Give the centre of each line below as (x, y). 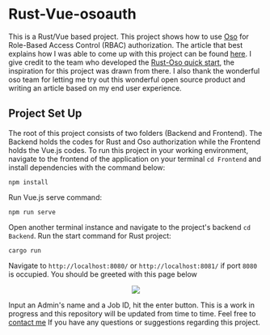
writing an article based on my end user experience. (95, 88)
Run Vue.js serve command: (55, 197)
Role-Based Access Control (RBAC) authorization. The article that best (126, 45)
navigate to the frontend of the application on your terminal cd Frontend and (135, 159)
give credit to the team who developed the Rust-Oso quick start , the (121, 62)
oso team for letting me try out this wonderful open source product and (127, 79)
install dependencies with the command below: (87, 167)
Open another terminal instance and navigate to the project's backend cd (129, 227)
